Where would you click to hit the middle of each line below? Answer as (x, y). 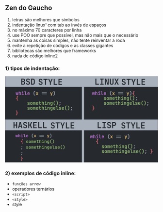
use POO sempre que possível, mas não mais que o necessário (75, 35)
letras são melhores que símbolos (46, 19)
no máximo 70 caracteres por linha (47, 30)
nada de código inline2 (35, 56)
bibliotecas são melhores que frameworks (54, 50)
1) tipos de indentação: (33, 68)
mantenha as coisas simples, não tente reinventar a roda (68, 40)
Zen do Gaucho (29, 8)
